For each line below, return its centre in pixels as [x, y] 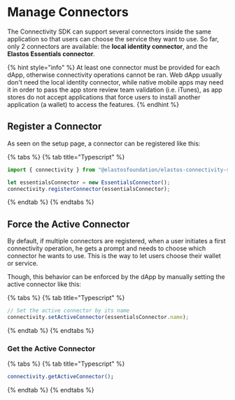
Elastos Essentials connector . [51, 54]
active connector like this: [44, 285]
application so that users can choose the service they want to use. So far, [113, 38]
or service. [23, 264]
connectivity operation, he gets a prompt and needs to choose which [107, 248]
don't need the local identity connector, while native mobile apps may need [115, 82]
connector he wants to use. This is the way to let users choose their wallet [114, 256]
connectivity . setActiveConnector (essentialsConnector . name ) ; [98, 317]
